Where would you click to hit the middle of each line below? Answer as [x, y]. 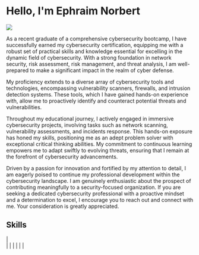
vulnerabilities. [24, 107]
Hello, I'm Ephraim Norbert [73, 11]
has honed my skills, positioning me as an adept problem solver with [90, 138]
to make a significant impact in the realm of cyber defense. [102, 70]
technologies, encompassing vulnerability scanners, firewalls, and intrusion [98, 88]
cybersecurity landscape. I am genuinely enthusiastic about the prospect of [99, 181]
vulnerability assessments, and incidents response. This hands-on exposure [99, 131]
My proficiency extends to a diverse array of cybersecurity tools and [90, 82]
